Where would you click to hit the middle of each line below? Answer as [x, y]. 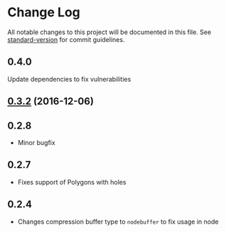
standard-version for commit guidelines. [66, 39]
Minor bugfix [36, 142]
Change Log [44, 12]
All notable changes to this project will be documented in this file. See [109, 32]
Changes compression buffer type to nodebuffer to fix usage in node [118, 222]
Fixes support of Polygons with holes [72, 182]
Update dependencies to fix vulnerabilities [69, 79]
